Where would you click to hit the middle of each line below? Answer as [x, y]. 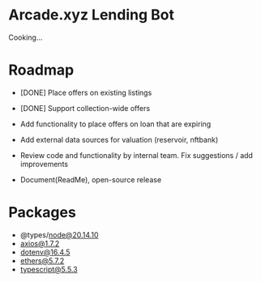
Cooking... [26, 37]
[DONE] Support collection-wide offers [85, 108]
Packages [43, 213]
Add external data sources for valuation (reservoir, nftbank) [119, 139]
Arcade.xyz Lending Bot [91, 15]
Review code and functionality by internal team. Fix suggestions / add [137, 155]
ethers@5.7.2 [42, 260]
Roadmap [41, 70]
